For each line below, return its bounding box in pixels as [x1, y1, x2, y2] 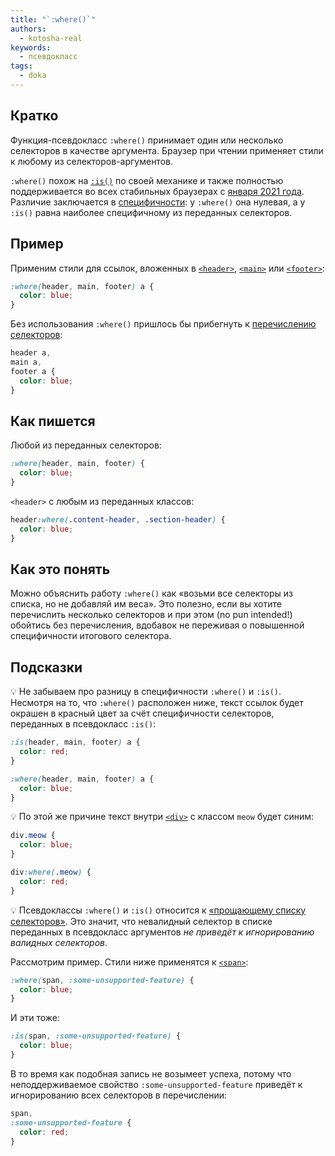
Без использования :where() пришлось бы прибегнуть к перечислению [10, 318, 317, 330]
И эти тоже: [10, 1012, 61, 1024]
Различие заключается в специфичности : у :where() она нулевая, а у [10, 196, 306, 208]
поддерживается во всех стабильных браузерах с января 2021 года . [10, 185, 305, 197]
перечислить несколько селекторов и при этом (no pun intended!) [10, 609, 293, 621]
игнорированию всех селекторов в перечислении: [10, 1089, 228, 1101]
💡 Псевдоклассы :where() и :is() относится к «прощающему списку [10, 904, 307, 916]
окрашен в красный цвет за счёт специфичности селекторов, [10, 707, 275, 720]
